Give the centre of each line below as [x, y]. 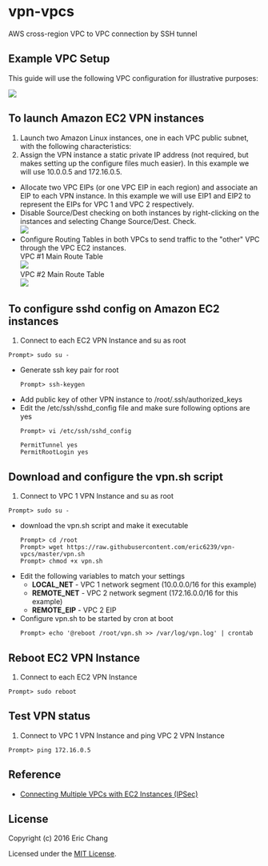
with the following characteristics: [76, 146]
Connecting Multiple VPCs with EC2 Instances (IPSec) [109, 794]
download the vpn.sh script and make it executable [104, 526]
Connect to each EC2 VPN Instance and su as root [103, 341]
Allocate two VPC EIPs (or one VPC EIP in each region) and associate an [139, 187]
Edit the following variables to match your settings [102, 576]
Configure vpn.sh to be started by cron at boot [96, 619]
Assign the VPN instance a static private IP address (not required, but [134, 154]
